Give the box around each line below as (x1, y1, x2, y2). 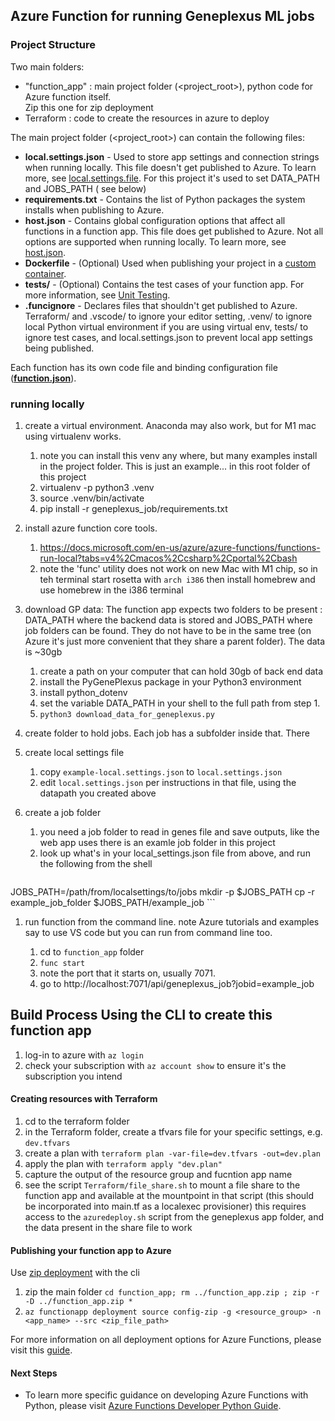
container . (24, 267, 67, 279)
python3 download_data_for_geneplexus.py (39, 709, 215, 719)
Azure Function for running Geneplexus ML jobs (10, 8, 315, 25)
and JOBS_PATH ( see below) (24, 182, 147, 194)
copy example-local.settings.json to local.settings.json (39, 765, 283, 778)
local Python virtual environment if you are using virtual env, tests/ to (24, 320, 309, 333)
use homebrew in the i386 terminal (39, 584, 184, 596)
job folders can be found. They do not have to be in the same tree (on (24, 624, 312, 636)
